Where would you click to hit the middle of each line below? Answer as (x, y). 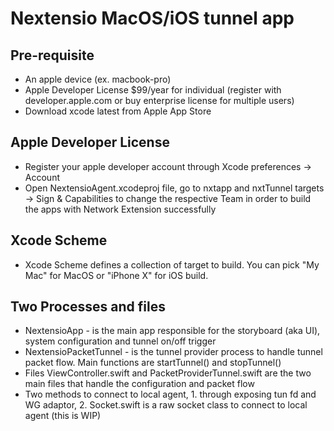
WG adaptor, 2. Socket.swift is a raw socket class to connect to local (166, 405)
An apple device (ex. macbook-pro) (98, 79)
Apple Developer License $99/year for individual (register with (153, 90)
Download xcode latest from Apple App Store (118, 111)
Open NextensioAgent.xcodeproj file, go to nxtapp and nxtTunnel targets (174, 188)
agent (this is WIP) (63, 416)
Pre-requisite (52, 55)
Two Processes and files (88, 307)
